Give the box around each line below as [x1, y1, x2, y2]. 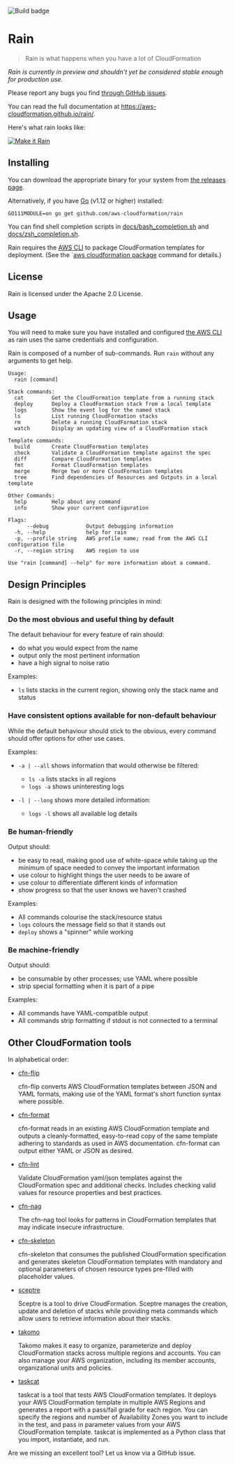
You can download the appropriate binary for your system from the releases [8, 175, 226, 184]
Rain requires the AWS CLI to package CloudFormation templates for [8, 243, 205, 252]
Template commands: [8, 437, 65, 444]
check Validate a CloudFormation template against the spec [14, 449, 211, 457]
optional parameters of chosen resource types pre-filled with [17, 1265, 194, 1273]
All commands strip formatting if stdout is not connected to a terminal [17, 1017, 218, 1025]
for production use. [8, 75, 63, 83]
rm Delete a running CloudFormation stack [14, 419, 168, 426]
